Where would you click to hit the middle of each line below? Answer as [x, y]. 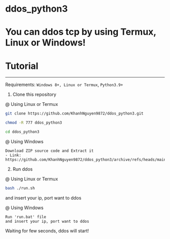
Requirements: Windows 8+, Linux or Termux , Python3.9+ [64, 85]
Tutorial [22, 66]
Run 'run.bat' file [26, 217]
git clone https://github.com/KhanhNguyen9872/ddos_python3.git [74, 114]
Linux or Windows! [46, 43]
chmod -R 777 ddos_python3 [34, 123]
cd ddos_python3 [22, 132]
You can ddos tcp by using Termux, [81, 32]
